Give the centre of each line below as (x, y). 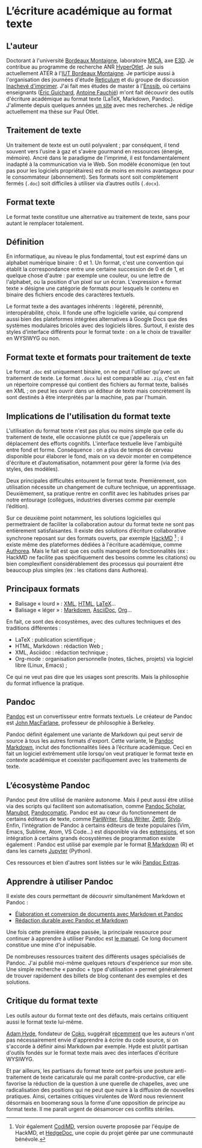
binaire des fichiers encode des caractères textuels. (71, 295)
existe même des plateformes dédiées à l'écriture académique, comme (94, 544)
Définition (25, 242)
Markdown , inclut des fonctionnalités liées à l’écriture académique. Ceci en (99, 747)
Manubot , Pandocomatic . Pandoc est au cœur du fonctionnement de (91, 812)
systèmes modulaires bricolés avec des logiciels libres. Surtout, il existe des (100, 325)
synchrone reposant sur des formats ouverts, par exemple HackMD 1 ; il (95, 538)
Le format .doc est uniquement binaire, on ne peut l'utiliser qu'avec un (93, 372)
